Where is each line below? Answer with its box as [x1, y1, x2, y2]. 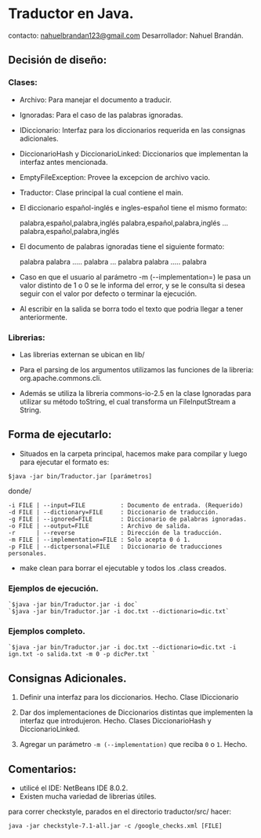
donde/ [8, 486, 32, 496]
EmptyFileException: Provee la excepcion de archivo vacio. [19, 172, 210, 181]
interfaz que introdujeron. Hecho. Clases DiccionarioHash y [19, 716, 212, 726]
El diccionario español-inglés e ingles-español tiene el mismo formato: [19, 203, 248, 212]
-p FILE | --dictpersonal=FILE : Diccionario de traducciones [8, 543, 223, 551]
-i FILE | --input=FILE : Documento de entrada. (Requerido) [8, 501, 244, 509]
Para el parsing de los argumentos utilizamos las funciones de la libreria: [19, 364, 254, 374]
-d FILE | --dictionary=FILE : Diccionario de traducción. [8, 508, 219, 516]
